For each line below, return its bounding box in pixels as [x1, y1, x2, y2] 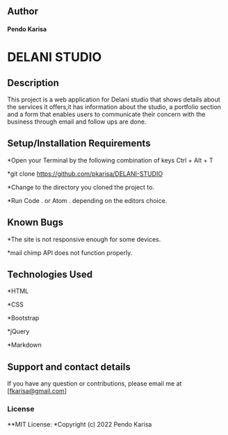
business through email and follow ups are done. [7, 117, 147, 126]
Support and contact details [7, 361, 131, 372]
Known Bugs [7, 217, 64, 229]
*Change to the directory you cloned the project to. [7, 183, 155, 191]
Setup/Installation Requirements [7, 138, 151, 149]
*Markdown [7, 340, 42, 350]
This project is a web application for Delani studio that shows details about [7, 95, 220, 104]
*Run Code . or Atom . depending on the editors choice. [7, 196, 168, 204]
